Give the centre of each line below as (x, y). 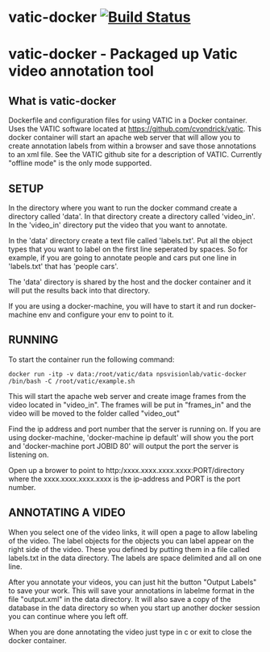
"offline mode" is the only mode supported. (80, 163)
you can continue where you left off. (69, 616)
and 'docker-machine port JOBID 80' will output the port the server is (124, 446)
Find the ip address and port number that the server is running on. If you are (135, 429)
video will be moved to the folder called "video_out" (94, 413)
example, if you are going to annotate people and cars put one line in (123, 257)
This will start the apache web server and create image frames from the (127, 396)
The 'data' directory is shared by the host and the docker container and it (130, 282)
